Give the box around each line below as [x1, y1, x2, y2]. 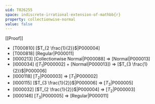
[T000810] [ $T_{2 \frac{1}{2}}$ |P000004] [12, 45, 100, 51]
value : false [5, 21, 33, 27]
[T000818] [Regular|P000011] [12, 50, 74, 57]
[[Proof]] [5, 35, 24, 41]
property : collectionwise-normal [5, 17, 76, 22]
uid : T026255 [5, 7, 33, 13]
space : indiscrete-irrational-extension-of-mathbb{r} [5, 12, 121, 17]
